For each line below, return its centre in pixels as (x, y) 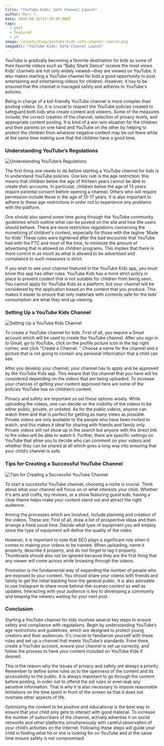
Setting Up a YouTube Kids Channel (48, 312)
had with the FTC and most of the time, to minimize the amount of (71, 243)
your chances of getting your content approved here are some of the (74, 384)
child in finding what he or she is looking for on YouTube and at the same (79, 733)
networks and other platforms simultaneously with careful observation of (79, 722)
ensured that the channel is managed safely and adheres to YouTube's (76, 86)
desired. (13, 656)
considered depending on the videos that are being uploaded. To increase (80, 379)
